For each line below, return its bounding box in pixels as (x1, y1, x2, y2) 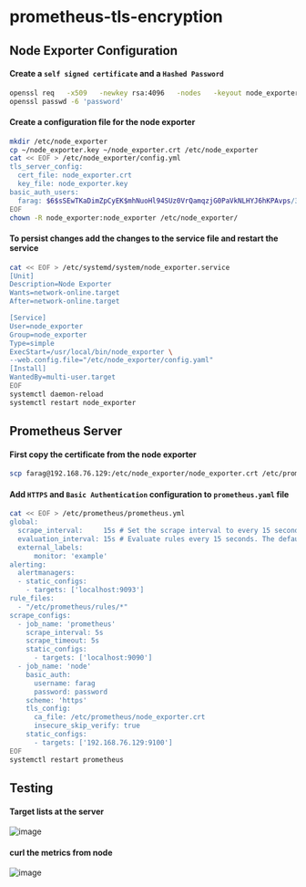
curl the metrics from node (9, 847, 113, 858)
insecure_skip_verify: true (33, 721, 141, 731)
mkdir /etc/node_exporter (9, 137, 107, 146)
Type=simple (9, 339, 55, 348)
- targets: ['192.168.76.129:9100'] (33, 737, 173, 747)
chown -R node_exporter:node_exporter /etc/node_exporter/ (9, 213, 239, 223)
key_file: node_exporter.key (17, 180, 128, 189)
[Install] (9, 364, 47, 373)
